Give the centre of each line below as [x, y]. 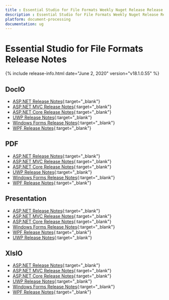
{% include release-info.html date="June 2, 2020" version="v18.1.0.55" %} [82, 73]
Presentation [26, 199]
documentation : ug [24, 24]
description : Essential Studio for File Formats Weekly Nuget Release [82, 15]
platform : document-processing [38, 19]
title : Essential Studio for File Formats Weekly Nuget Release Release [84, 10]
